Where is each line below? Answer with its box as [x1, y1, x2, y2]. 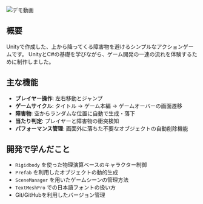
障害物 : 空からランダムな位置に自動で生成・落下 [15, 109, 135, 117]
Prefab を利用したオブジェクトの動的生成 [15, 169, 118, 176]
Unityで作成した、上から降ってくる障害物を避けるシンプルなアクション [6, 43, 184, 50]
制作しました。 [16, 58, 55, 65]
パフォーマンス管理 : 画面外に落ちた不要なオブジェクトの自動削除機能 [15, 124, 188, 132]
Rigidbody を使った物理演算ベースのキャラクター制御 [15, 161, 147, 168]
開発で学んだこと [6, 144, 70, 155]
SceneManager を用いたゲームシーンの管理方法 [15, 176, 129, 183]
